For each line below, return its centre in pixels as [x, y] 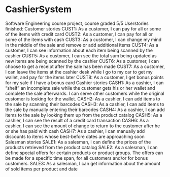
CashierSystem [39, 9]
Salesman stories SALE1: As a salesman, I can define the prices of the [78, 142]
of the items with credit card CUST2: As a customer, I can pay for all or [79, 34]
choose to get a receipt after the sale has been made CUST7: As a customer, [85, 66]
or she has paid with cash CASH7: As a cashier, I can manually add [75, 131]
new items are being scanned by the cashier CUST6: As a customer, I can [82, 61]
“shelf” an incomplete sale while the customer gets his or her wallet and [80, 88]
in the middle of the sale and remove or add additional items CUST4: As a [82, 45]
